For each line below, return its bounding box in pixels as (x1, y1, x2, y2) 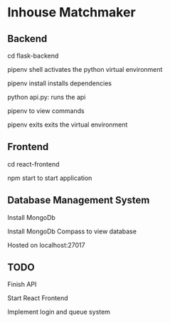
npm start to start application (7, 174, 92, 182)
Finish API (7, 280, 37, 289)
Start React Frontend (7, 294, 68, 302)
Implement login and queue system (7, 307, 110, 317)
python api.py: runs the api (7, 93, 86, 101)
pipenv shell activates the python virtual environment (7, 65, 163, 73)
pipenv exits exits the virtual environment (7, 120, 128, 129)
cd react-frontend (7, 159, 60, 168)
